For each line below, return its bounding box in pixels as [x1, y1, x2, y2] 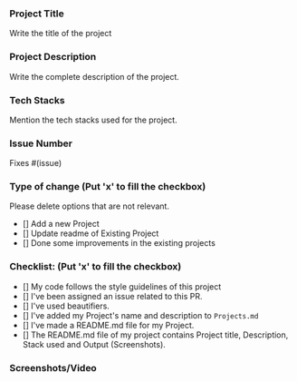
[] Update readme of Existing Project [22, 228, 159, 239]
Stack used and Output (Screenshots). [22, 338, 166, 349]
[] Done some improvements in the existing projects [22, 238, 216, 249]
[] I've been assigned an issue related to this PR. [22, 290, 203, 301]
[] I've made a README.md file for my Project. [22, 319, 195, 330]
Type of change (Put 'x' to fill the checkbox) [9, 181, 206, 193]
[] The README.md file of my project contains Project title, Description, [22, 329, 289, 340]
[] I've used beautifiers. [22, 300, 110, 311]
